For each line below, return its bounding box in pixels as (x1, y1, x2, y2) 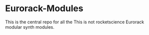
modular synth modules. (5, 24, 54, 30)
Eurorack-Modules (5, 3, 84, 14)
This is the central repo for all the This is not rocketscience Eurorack (5, 19, 145, 25)
